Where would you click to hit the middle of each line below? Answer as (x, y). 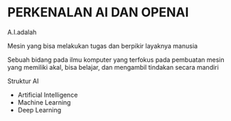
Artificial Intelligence (48, 95)
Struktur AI (23, 81)
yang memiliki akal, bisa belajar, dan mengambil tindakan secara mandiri (113, 67)
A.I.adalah (22, 32)
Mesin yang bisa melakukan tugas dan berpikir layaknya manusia (102, 46)
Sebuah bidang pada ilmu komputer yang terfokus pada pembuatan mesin (116, 59)
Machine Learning (44, 102)
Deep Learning (39, 110)
